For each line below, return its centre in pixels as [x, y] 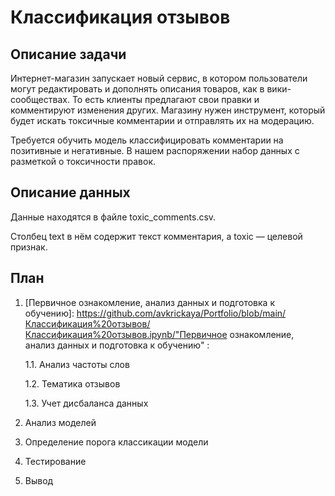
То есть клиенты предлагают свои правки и [165, 99]
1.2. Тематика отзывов [72, 383]
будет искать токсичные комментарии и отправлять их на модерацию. [162, 120]
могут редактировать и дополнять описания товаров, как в [137, 89]
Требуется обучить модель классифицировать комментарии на [147, 140]
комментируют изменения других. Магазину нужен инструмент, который [168, 110]
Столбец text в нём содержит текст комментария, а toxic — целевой [156, 236]
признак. [29, 247]
